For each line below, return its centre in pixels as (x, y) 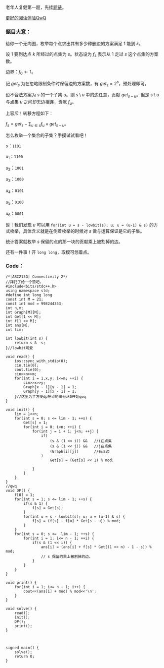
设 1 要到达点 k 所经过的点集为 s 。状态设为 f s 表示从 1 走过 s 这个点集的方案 (82, 55)
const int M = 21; (24, 299)
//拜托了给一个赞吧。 (24, 282)
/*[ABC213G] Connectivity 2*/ (37, 277)
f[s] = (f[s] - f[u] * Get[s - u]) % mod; (76, 521)
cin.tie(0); (27, 365)
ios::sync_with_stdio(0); (41, 361)
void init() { (20, 410)
